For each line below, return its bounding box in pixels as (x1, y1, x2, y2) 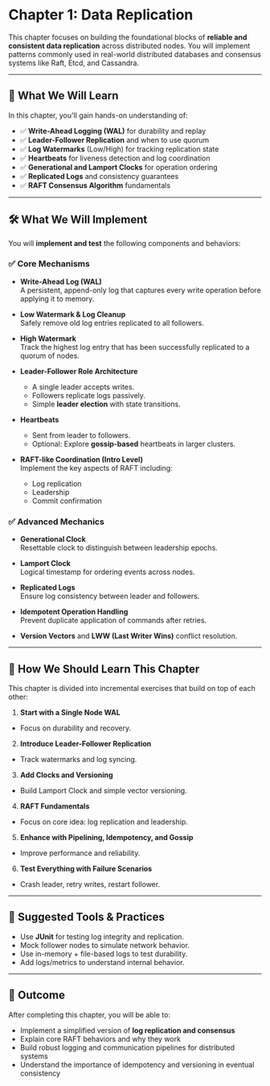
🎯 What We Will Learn (8, 89, 119, 102)
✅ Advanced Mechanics (8, 516, 104, 527)
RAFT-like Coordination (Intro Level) (19, 454, 143, 464)
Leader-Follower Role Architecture (19, 366, 138, 376)
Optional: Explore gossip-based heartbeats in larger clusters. (31, 439, 235, 448)
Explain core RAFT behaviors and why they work (19, 1034, 181, 1043)
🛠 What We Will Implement (8, 213, 148, 227)
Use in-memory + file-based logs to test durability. (19, 949, 188, 959)
